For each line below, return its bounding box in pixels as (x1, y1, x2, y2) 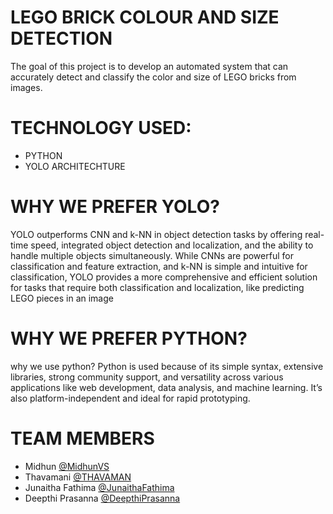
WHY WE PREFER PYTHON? (10, 327, 248, 350)
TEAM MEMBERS (10, 427, 155, 450)
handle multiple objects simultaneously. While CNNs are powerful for (10, 249, 294, 261)
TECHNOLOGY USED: (10, 117, 192, 140)
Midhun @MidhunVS (24, 460, 110, 472)
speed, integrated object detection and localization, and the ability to (30, 239, 314, 251)
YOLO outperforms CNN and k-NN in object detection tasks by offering (10, 228, 303, 240)
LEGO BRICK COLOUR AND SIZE (10, 6, 280, 29)
